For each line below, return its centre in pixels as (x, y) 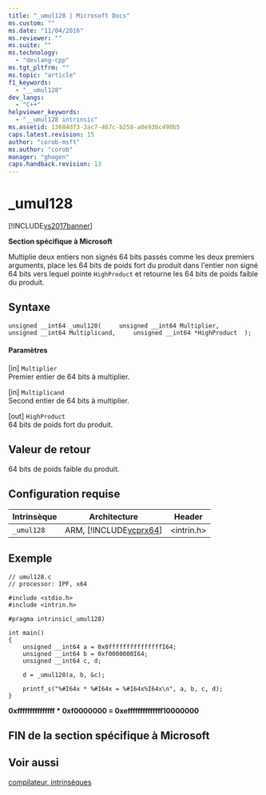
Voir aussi (34, 763)
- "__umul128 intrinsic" (57, 120)
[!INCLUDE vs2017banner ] (51, 226)
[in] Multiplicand (36, 392)
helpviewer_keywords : (44, 113)
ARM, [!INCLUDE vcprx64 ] (114, 530)
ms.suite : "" (30, 46)
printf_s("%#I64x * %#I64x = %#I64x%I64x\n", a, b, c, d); (123, 689)
